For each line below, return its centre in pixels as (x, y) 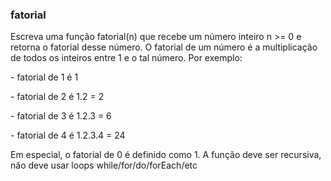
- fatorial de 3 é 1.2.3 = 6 (61, 116)
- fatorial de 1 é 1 (44, 77)
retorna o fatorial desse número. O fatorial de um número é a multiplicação (164, 47)
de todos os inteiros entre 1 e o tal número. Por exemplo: (126, 58)
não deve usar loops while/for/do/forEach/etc (104, 165)
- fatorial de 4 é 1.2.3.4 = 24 (68, 135)
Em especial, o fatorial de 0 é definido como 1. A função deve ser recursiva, (166, 155)
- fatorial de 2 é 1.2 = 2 (57, 97)
